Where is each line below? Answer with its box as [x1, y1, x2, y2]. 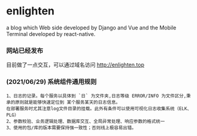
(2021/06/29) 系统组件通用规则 [6, 78, 97, 86]
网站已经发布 [6, 46, 44, 55]
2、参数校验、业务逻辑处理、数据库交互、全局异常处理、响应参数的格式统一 [6, 118, 165, 124]
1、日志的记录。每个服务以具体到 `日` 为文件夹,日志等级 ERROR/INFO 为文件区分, [6, 93, 187, 99]
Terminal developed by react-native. [6, 30, 96, 37]
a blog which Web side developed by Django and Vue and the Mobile [6, 24, 177, 31]
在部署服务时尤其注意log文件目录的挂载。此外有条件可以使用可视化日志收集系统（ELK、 [6, 105, 192, 111]
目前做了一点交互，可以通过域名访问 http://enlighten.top [6, 61, 145, 68]
